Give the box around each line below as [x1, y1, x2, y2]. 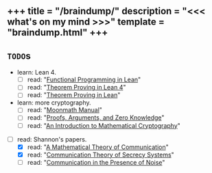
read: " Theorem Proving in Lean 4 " [27, 83, 126, 92]
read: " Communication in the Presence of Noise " [27, 158, 165, 166]
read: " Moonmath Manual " [27, 106, 103, 114]
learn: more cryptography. [16, 98, 91, 107]
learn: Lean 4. [16, 68, 56, 77]
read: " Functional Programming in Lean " [27, 75, 141, 84]
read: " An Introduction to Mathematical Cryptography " [27, 121, 180, 129]
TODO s [7, 50, 31, 62]
